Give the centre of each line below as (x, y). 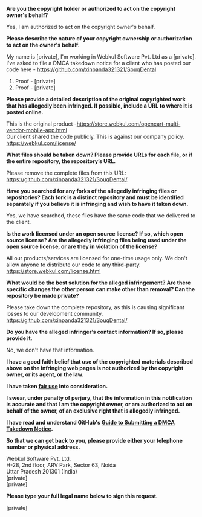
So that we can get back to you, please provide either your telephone (95, 441)
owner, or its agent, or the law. (45, 374)
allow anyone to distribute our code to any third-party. (73, 265)
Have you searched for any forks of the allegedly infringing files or (92, 191)
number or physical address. (43, 447)
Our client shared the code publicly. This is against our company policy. (95, 136)
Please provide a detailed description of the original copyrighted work (96, 99)
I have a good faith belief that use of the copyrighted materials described (100, 361)
